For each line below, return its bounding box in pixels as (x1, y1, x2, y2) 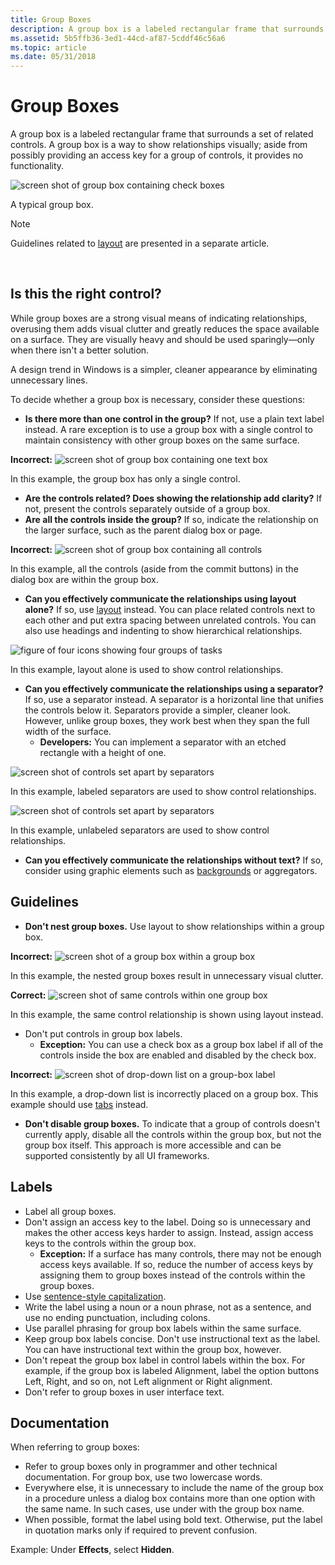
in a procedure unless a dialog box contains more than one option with (24, 1492, 316, 1505)
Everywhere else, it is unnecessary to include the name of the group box (24, 1482, 324, 1494)
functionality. (10, 160, 65, 172)
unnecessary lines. (10, 374, 88, 386)
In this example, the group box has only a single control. (10, 472, 241, 485)
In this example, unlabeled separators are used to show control (10, 824, 270, 836)
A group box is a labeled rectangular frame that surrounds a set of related (10, 128, 314, 140)
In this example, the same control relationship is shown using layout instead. (10, 1008, 324, 1020)
